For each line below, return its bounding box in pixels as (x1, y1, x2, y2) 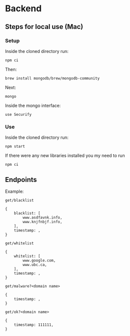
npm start (5, 144, 26, 149)
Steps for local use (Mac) (5, 23, 83, 31)
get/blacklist (5, 198, 34, 203)
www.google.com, (23, 258, 56, 263)
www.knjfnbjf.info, (23, 219, 63, 224)
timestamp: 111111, (14, 322, 54, 327)
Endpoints (5, 175, 37, 184)
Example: (5, 188, 24, 194)
